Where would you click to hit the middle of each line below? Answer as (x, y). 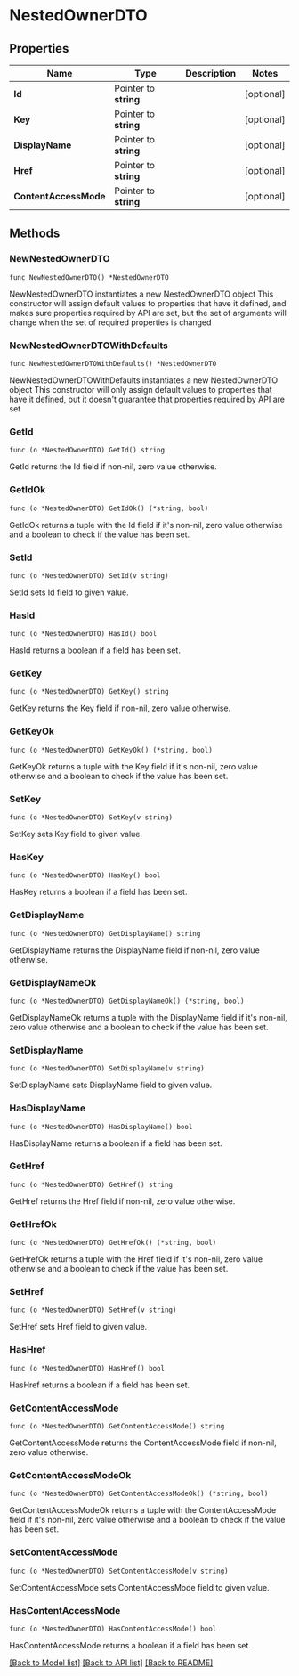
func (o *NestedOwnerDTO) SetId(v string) (89, 575)
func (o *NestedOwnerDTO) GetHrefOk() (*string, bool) (113, 1243)
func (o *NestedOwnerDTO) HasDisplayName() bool (101, 1127)
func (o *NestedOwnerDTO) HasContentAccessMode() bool (113, 1629)
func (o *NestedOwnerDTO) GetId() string (87, 451)
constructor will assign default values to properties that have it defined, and (148, 303)
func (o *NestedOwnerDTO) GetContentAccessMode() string (117, 1427)
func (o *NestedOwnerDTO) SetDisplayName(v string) (107, 1069)
